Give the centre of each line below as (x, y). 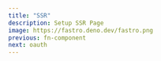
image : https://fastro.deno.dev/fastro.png (81, 30)
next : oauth (28, 45)
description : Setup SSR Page (56, 23)
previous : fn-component (47, 38)
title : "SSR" (30, 15)
